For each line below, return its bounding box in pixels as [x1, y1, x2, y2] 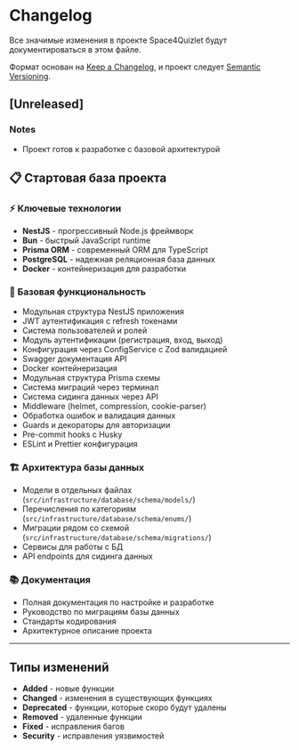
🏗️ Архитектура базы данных [9, 461, 145, 473]
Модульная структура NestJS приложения [21, 306, 184, 317]
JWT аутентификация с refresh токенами [21, 315, 178, 326]
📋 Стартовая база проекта [9, 171, 167, 186]
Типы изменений [9, 659, 109, 674]
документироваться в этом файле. [9, 44, 141, 54]
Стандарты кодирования [21, 616, 117, 627]
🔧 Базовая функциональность [9, 286, 147, 298]
